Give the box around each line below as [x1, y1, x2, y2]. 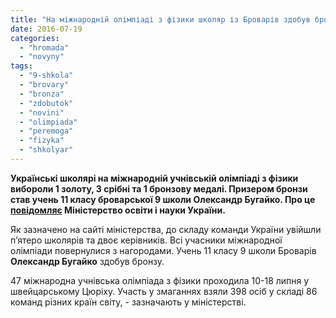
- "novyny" [19, 52, 65, 62]
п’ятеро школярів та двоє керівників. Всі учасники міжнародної [10, 234, 283, 246]
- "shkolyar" [19, 145, 74, 155]
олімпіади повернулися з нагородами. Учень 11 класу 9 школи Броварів [10, 244, 317, 256]
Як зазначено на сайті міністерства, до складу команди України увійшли [10, 223, 322, 235]
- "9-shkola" [19, 71, 74, 81]
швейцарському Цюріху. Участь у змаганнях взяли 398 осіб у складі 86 [10, 285, 318, 297]
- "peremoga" [19, 126, 74, 136]
